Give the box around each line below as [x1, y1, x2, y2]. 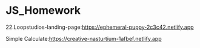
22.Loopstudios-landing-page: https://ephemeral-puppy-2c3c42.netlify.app [5, 23, 195, 31]
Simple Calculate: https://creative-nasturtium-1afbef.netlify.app [5, 35, 162, 42]
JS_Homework [5, 4, 81, 17]
